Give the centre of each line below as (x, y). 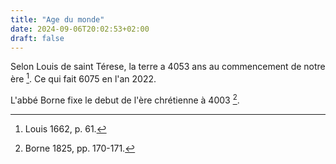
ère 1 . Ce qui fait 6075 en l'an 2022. (83, 78)
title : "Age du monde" (57, 19)
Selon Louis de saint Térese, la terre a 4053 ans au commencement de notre (168, 67)
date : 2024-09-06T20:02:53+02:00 (80, 29)
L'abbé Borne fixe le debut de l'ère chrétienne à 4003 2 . (125, 99)
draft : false (37, 38)
